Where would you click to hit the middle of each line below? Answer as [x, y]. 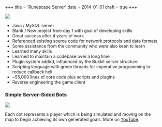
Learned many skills [32, 51]
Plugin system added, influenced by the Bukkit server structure [75, 62]
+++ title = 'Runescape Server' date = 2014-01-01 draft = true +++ [71, 7]
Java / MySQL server [33, 25]
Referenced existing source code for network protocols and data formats [85, 41]
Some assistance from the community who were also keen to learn [78, 46]
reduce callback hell [32, 72]
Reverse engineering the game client [49, 82]
